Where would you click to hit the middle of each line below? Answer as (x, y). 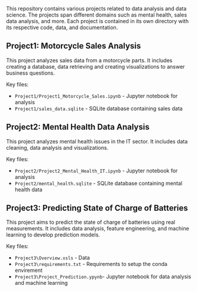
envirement (28, 270)
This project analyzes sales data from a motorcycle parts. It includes (89, 60)
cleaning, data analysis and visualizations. (57, 147)
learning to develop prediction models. (53, 235)
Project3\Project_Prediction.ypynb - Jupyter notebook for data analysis (103, 277)
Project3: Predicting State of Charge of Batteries (97, 208)
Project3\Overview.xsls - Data (52, 258)
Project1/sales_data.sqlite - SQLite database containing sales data (98, 108)
